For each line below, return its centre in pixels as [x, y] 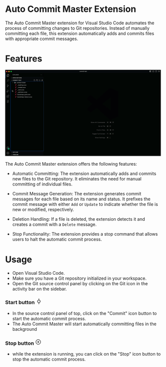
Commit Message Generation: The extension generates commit [77, 194]
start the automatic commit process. [49, 318]
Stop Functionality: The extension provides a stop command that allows [85, 234]
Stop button [20, 343]
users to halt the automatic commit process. [57, 240]
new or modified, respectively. [43, 210]
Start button [20, 303]
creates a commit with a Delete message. [54, 225]
